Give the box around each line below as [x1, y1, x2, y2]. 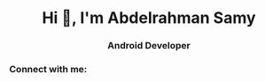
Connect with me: [9, 63, 88, 76]
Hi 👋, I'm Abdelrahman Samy [42, 8, 256, 28]
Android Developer [107, 40, 191, 52]
